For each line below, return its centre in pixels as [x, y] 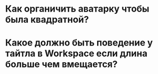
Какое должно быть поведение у [79, 43]
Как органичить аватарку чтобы [77, 9]
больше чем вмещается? [61, 64]
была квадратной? [47, 20]
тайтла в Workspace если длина [76, 53]
